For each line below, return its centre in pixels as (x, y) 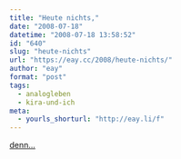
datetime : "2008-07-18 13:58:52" (73, 35)
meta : (20, 111)
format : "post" (38, 77)
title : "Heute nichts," (55, 18)
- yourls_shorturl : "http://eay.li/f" (91, 119)
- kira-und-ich (46, 102)
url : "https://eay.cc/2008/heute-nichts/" (91, 60)
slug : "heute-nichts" (50, 52)
